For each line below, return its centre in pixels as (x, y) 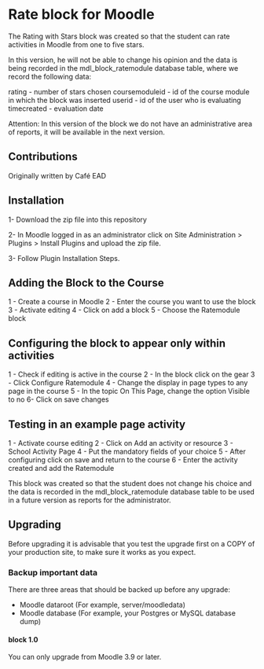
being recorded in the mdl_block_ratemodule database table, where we (123, 68)
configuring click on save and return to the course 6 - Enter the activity (123, 460)
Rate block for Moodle (81, 15)
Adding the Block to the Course (86, 283)
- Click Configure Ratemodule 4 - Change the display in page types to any (128, 383)
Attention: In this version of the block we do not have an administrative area (130, 123)
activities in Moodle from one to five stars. (76, 44)
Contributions (43, 157)
